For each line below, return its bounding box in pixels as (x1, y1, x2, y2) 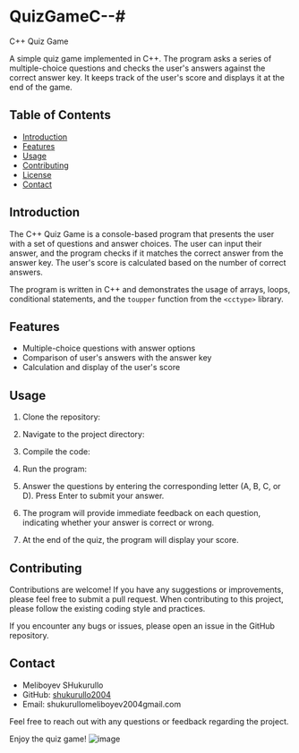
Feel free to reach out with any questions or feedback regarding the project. (9, 715, 289, 726)
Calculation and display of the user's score (21, 362, 181, 373)
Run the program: (21, 463, 88, 475)
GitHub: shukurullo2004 (21, 689, 112, 699)
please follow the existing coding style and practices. (9, 604, 206, 613)
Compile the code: (21, 446, 91, 457)
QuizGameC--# (9, 6, 126, 27)
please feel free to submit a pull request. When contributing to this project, (9, 594, 284, 605)
